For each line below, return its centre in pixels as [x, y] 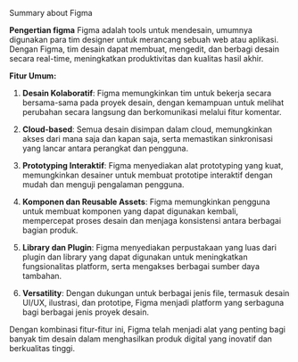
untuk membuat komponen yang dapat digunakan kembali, [130, 211]
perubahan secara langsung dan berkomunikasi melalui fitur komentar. [152, 112]
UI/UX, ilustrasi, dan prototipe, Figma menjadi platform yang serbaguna [153, 303]
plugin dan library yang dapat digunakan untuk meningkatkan [135, 257]
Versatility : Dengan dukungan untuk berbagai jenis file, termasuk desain [156, 293]
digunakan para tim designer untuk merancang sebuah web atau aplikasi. [144, 40]
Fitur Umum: [33, 76]
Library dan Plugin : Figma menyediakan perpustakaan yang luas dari [149, 247]
